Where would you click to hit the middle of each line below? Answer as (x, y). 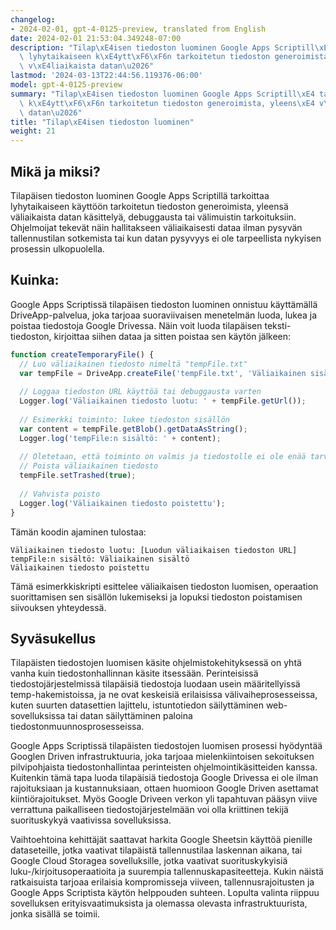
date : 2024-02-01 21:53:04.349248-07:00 (96, 38)
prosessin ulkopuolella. (57, 248)
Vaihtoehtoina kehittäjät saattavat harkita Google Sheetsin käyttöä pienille (161, 840)
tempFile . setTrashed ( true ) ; (78, 476)
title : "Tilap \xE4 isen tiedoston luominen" (102, 122)
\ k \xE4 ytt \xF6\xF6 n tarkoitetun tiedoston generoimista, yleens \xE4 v (172, 103)
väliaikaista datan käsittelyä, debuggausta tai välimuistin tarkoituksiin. (153, 217)
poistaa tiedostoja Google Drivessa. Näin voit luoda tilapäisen (136, 325)
